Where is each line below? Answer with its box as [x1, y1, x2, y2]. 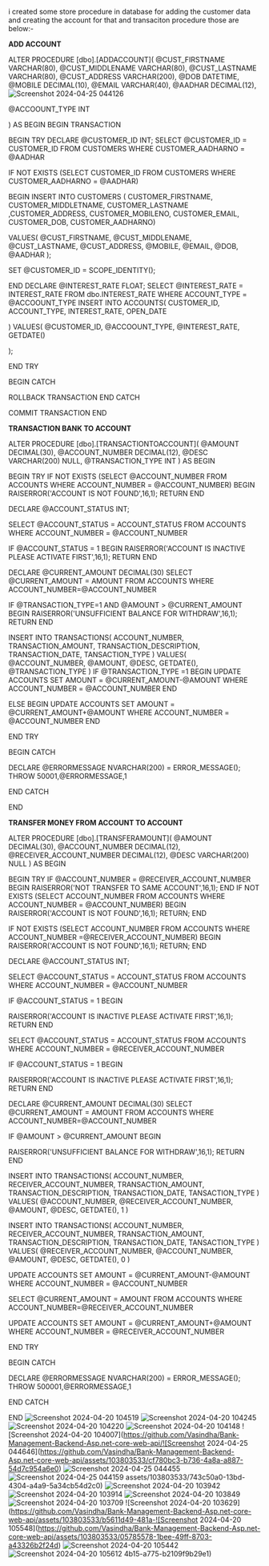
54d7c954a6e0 [8, 1464, 59, 1473]
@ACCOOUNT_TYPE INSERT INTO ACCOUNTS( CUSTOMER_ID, [8, 298, 220, 307]
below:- [8, 24, 34, 33]
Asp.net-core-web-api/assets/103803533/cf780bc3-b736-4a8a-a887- [8, 1456, 244, 1464]
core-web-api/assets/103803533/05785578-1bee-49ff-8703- [8, 1532, 212, 1541]
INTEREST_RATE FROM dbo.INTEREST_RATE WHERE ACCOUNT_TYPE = [8, 290, 247, 299]
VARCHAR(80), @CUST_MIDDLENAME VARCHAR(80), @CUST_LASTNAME [8, 63, 258, 73]
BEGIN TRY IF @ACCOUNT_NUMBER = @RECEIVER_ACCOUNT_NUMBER [8, 874, 251, 884]
